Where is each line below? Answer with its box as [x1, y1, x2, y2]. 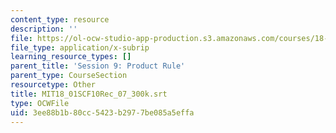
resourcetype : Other [10, 80, 97, 90]
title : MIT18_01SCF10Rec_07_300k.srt [10, 89, 168, 99]
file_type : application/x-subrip [10, 42, 150, 53]
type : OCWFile [10, 98, 70, 108]
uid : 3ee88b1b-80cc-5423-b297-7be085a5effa [10, 107, 195, 118]
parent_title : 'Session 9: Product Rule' [10, 61, 186, 71]
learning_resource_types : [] [10, 52, 132, 62]
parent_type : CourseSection [10, 71, 128, 81]
